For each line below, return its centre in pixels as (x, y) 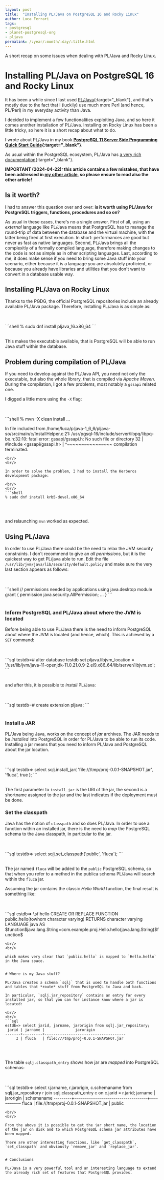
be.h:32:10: (16, 439)
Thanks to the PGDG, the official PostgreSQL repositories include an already (82, 301)
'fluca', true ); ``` (21, 775)
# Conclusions (20, 1159)
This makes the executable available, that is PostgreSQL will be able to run (80, 341)
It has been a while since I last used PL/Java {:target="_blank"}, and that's (79, 99)
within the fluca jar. (25, 879)
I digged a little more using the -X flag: (44, 399)
